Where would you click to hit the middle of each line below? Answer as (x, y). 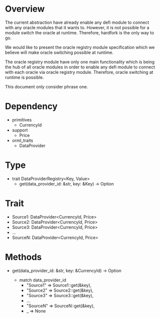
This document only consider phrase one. (47, 86)
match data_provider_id (43, 280)
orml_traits (22, 140)
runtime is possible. (25, 77)
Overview (25, 9)
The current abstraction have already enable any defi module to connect (77, 22)
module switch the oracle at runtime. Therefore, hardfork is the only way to (80, 33)
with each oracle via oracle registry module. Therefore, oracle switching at (79, 72)
